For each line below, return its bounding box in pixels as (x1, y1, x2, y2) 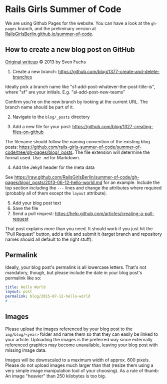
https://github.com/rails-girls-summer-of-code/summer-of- (19, 144, 141, 150)
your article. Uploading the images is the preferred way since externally (5, 336, 152, 342)
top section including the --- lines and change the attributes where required (5, 184, 162, 190)
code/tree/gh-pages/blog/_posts (5, 149, 73, 155)
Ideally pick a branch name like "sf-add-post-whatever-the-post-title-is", (5, 83, 155, 89)
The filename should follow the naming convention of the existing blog (5, 138, 150, 144)
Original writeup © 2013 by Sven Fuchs (5, 59, 86, 65)
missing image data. (5, 347, 46, 353)
